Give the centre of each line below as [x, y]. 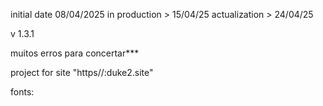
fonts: [22, 92]
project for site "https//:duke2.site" [82, 72]
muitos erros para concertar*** [75, 53]
